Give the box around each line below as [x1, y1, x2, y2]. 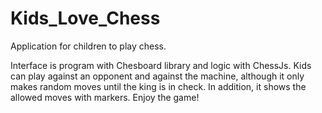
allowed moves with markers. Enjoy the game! [10, 91, 200, 103]
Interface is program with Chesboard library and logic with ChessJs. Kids [10, 59, 312, 71]
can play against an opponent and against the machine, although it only [10, 70, 305, 82]
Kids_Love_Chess [10, 7, 161, 30]
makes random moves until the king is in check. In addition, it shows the [10, 80, 307, 92]
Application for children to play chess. [10, 40, 167, 52]
